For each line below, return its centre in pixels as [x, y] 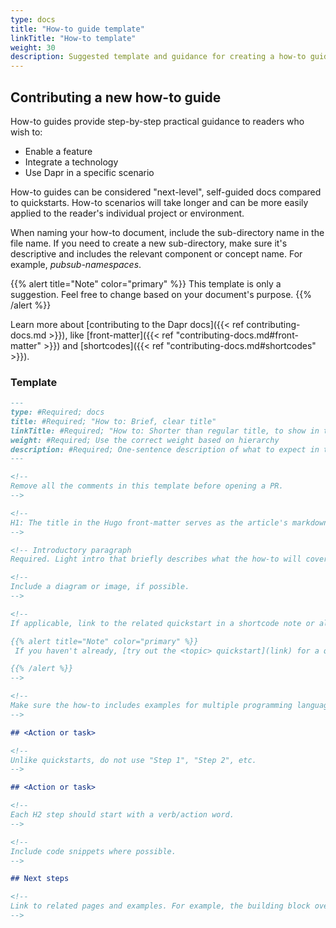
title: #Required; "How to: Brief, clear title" [113, 421]
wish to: [26, 132]
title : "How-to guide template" [77, 29]
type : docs [33, 19]
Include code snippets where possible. [93, 851]
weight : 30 [33, 47]
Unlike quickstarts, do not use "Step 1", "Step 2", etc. [133, 760]
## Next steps [40, 879]
